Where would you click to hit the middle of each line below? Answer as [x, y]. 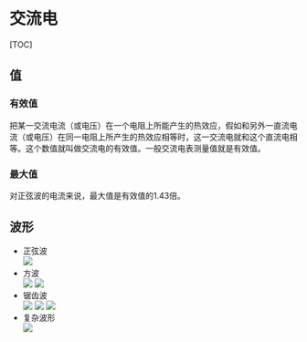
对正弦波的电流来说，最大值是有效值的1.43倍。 [97, 195]
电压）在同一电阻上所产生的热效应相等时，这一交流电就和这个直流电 [161, 137]
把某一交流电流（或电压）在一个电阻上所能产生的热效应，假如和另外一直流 [149, 125]
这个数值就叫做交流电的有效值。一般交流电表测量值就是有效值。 [145, 148]
